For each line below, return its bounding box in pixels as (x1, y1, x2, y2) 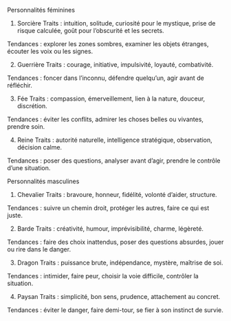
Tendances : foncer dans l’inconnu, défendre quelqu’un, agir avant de (7, 74, 204, 82)
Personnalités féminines (7, 6, 76, 14)
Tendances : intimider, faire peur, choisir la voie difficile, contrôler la (7, 272, 199, 280)
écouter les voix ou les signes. (7, 48, 93, 55)
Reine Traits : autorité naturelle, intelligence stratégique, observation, (16, 136, 213, 144)
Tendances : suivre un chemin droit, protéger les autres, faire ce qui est (7, 204, 210, 212)
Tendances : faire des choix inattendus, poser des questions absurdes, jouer (7, 238, 224, 246)
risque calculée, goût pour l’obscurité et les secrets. (16, 27, 164, 34)
